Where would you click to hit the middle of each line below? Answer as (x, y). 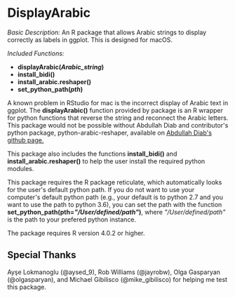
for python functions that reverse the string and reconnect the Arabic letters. (118, 118)
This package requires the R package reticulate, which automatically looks (115, 182)
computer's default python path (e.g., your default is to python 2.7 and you (115, 197)
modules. (21, 168)
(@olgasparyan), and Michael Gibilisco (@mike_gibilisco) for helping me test (117, 279)
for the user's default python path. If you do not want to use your (101, 189)
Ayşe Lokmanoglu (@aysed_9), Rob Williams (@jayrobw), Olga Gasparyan (114, 272)
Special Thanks (42, 255)
